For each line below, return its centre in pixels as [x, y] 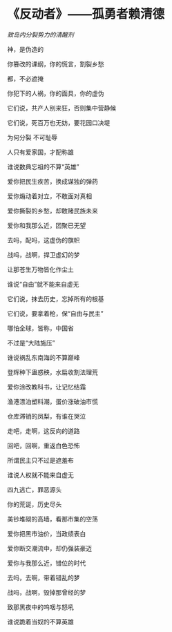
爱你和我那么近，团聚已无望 [47, 225]
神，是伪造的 [25, 49]
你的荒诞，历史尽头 [35, 504]
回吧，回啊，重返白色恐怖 [44, 446]
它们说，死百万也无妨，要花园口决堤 [59, 122]
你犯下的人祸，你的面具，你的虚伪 [56, 93]
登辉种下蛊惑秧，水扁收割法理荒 [52, 372]
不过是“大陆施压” [31, 343]
